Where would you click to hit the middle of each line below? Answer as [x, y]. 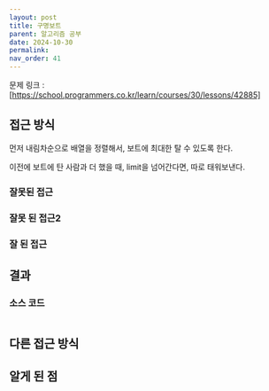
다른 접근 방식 [44, 344]
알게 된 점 [34, 376]
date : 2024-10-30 [41, 42]
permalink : [29, 51]
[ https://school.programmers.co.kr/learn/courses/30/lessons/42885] [135, 95]
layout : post [33, 17]
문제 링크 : [27, 85]
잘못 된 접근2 [35, 218]
